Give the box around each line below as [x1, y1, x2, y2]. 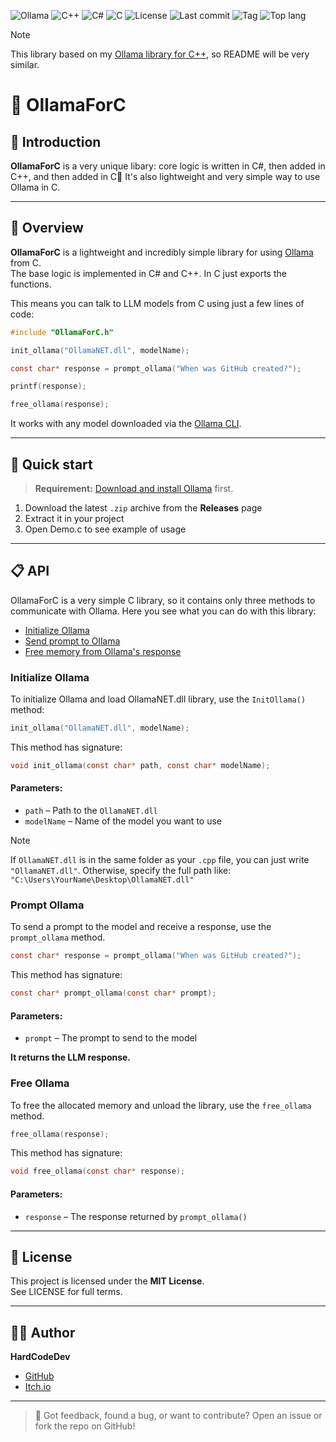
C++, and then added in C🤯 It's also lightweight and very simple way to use [10, 171, 321, 182]
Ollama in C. [10, 181, 61, 193]
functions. [10, 278, 52, 290]
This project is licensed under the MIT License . [10, 1275, 205, 1287]
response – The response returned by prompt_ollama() [24, 1210, 248, 1222]
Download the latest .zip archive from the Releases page [24, 502, 263, 514]
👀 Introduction [10, 133, 102, 150]
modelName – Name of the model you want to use [24, 815, 222, 827]
